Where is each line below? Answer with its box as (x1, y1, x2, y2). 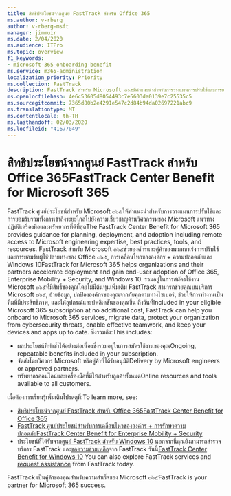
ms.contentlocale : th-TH (7, 112, 78, 119)
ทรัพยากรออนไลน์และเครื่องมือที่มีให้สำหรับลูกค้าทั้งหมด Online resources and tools (16, 372, 217, 380)
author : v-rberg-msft (7, 23, 69, 30)
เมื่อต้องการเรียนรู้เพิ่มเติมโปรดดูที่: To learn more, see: (7, 393, 138, 401)
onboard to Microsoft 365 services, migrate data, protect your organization (7, 314, 220, 322)
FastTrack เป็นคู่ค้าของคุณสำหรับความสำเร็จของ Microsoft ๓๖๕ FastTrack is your (7, 473, 208, 482)
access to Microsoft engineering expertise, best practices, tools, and (7, 238, 202, 246)
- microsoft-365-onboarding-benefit (7, 61, 112, 68)
